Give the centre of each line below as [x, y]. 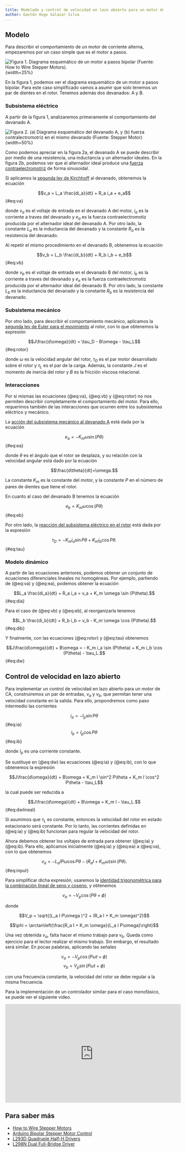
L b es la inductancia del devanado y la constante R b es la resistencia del [80, 291]
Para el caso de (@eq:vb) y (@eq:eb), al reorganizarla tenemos [70, 611]
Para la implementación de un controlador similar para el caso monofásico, [82, 992]
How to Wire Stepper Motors [42, 1128]
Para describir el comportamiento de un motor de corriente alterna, [74, 47]
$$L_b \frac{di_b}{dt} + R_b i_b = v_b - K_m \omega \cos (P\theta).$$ [84, 621]
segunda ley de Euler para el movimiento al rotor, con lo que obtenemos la [82, 326]
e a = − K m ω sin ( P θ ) [84, 437]
